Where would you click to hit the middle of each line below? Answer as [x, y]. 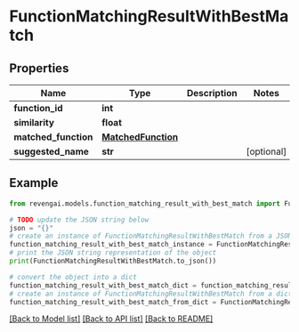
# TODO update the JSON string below [79, 220]
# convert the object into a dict [73, 277]
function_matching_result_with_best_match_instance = [111, 245]
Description [212, 93]
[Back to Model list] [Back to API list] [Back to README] [111, 319]
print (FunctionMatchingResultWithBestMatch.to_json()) [113, 261]
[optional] [267, 151]
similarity [34, 122]
